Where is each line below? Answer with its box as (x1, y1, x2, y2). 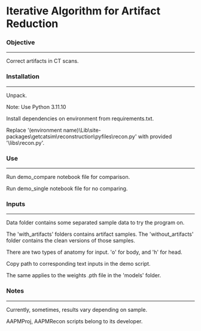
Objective (6, 38, 35, 47)
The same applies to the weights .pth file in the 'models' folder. (6, 272, 162, 279)
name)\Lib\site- (63, 126, 102, 133)
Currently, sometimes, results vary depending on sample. (6, 306, 148, 313)
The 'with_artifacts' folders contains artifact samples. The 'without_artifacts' (6, 230, 194, 238)
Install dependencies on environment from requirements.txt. (6, 115, 154, 122)
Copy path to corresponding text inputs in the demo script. (6, 260, 151, 268)
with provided (138, 133, 172, 140)
